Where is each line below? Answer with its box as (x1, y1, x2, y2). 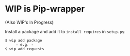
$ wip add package (5, 38, 42, 43)
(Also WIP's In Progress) (5, 19, 54, 25)
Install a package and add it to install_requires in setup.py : (5, 28, 126, 34)
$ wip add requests (5, 46, 45, 51)
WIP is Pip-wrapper (5, 3, 85, 14)
